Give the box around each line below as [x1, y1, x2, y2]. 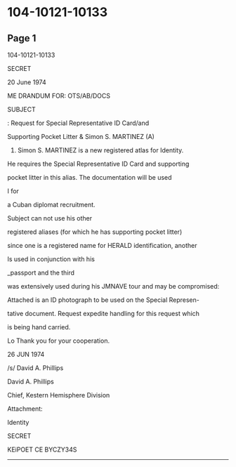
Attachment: [7, 404, 44, 413]
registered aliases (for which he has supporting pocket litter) [7, 228, 183, 236]
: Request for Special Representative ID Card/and [7, 119, 150, 127]
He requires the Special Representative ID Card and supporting [7, 159, 190, 168]
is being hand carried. [7, 323, 71, 331]
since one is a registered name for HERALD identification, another [7, 242, 197, 249]
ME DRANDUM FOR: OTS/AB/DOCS [7, 92, 111, 100]
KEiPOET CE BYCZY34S [7, 445, 77, 454]
